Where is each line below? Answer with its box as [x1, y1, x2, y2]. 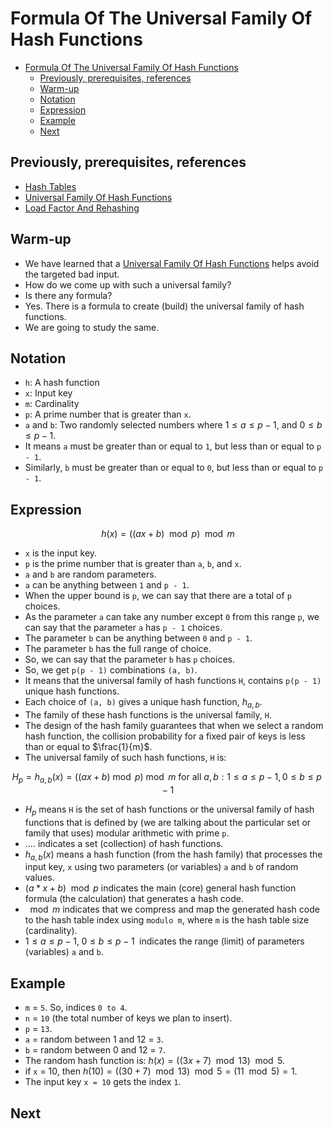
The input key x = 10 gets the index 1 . [24, 1076, 182, 1088]
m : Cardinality [24, 398, 80, 410]
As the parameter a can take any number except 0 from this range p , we [24, 611, 320, 623]
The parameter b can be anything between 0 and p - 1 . [24, 632, 253, 644]
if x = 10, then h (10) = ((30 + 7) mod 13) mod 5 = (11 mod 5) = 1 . [24, 1065, 298, 1077]
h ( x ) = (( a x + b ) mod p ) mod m [101, 528, 235, 540]
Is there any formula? [24, 289, 113, 301]
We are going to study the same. [24, 321, 160, 333]
